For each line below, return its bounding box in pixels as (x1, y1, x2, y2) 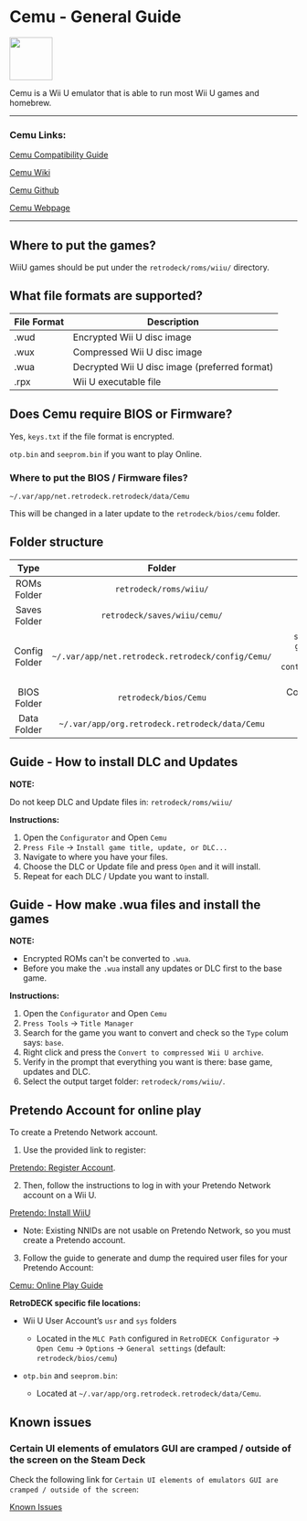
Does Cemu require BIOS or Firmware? (9, 407, 233, 422)
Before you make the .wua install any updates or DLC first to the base (22, 963, 282, 974)
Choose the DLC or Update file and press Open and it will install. (22, 861, 261, 872)
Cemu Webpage (9, 203, 71, 214)
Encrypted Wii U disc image (72, 331, 192, 344)
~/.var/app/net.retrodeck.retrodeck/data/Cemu (9, 492, 190, 501)
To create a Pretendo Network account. (9, 1127, 158, 1138)
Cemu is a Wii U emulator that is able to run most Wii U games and (9, 87, 260, 98)
